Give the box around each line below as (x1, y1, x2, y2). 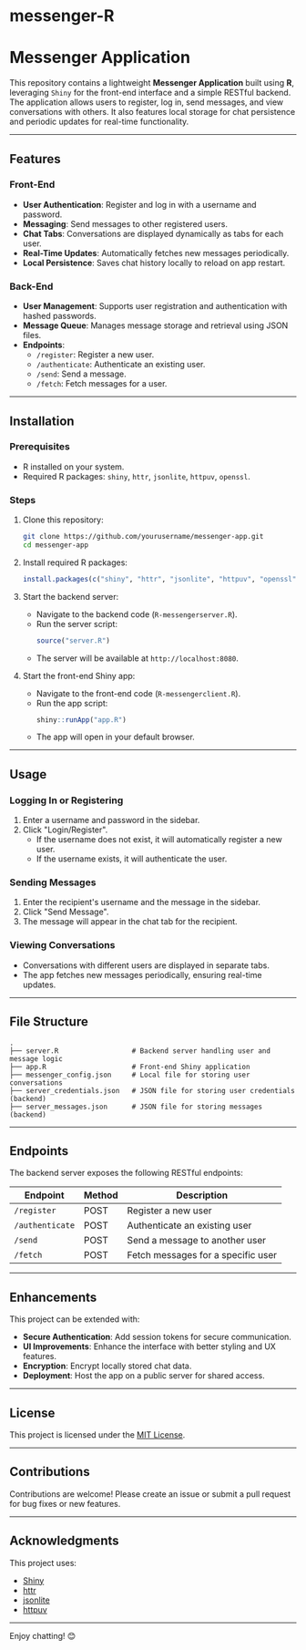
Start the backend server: (22, 591, 119, 602)
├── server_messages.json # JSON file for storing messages (9, 1102, 262, 1111)
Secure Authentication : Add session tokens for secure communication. (22, 1332, 291, 1343)
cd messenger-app (22, 540, 89, 550)
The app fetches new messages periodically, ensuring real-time (22, 969, 262, 980)
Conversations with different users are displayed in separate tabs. (22, 959, 270, 971)
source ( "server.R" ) (36, 635, 111, 645)
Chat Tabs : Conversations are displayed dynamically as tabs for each (22, 228, 284, 239)
